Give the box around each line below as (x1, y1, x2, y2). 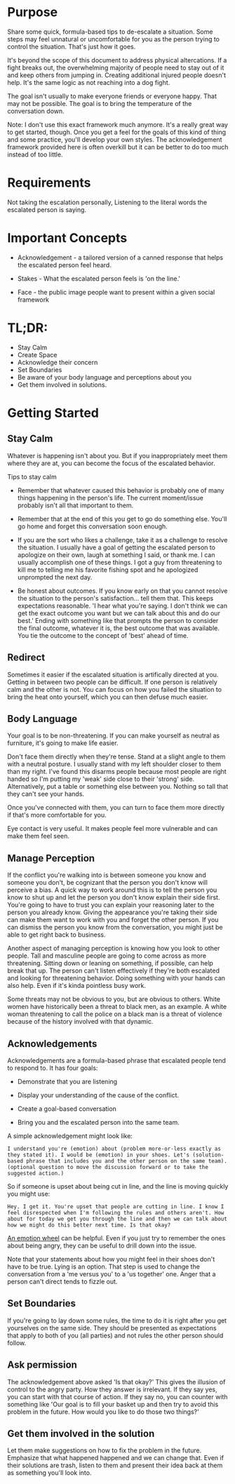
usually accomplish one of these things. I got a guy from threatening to (17, 558, 222, 566)
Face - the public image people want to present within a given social (17, 288, 215, 296)
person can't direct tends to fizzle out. (7, 1278, 118, 1285)
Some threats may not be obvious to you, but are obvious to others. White (7, 995, 221, 1003)
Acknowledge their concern (17, 358, 98, 366)
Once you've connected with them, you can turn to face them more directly (7, 803, 225, 812)
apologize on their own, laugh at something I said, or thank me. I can (17, 550, 215, 559)
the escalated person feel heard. (17, 260, 112, 269)
